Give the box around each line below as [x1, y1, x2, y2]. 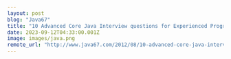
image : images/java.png [7, 35, 76, 42]
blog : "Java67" [7, 16, 51, 23]
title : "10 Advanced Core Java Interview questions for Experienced [7, 22, 208, 29]
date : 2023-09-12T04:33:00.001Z [7, 28, 100, 36]
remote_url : [7, 41, 41, 48]
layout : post [7, 9, 45, 17]
